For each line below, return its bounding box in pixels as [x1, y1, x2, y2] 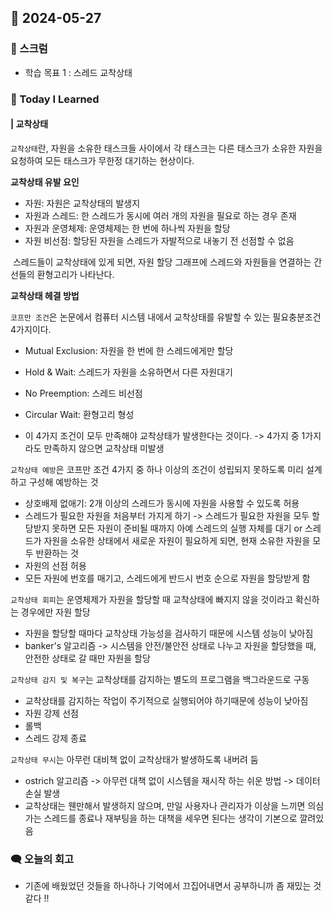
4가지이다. [10, 323, 52, 335]
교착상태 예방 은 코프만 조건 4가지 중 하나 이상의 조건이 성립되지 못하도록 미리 [10, 463, 304, 475]
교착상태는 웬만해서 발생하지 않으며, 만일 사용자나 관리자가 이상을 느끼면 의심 [24, 799, 325, 811]
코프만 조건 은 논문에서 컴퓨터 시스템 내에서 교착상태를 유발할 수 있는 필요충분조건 [10, 311, 322, 323]
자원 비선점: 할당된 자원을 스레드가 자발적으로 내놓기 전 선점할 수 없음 [24, 234, 295, 246]
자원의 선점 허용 [24, 559, 87, 571]
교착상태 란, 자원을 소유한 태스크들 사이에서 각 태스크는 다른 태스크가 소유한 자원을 [10, 142, 323, 154]
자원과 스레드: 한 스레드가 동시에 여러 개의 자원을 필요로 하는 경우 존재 [24, 209, 297, 221]
